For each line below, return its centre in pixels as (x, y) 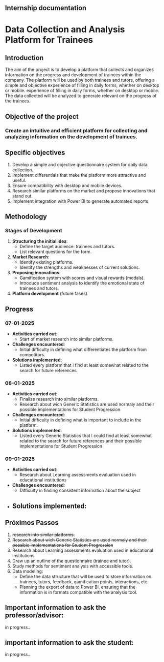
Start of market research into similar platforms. (67, 339)
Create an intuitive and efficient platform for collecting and (76, 130)
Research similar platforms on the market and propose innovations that (84, 190)
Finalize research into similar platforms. (59, 399)
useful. (19, 180)
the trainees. (18, 101)
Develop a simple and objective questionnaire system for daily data (80, 164)
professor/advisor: (35, 615)
